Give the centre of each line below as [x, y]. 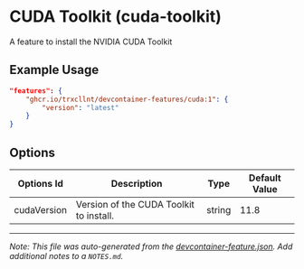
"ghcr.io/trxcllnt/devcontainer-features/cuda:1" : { [127, 99]
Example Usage [54, 70]
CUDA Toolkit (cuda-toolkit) [115, 17]
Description [137, 183]
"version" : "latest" [81, 107]
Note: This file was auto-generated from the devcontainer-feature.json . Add [151, 246]
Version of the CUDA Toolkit [135, 204]
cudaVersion [41, 209]
